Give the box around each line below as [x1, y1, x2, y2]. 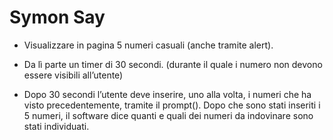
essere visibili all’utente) [23, 69, 124, 81]
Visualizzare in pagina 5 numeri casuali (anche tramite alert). [23, 39, 274, 51]
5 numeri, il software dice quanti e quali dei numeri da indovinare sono [23, 109, 314, 121]
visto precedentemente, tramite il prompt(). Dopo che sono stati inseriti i [23, 99, 321, 111]
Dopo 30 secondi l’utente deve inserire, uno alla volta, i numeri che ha [23, 88, 312, 100]
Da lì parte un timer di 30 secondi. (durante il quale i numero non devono [23, 58, 323, 70]
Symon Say [9, 6, 106, 29]
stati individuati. [23, 120, 90, 132]
